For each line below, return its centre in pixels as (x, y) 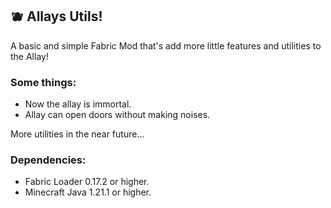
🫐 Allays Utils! (56, 16)
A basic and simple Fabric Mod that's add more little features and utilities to (166, 45)
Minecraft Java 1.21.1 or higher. (88, 192)
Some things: (43, 82)
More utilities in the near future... (77, 134)
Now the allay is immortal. (78, 104)
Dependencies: (48, 160)
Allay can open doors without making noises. (117, 115)
